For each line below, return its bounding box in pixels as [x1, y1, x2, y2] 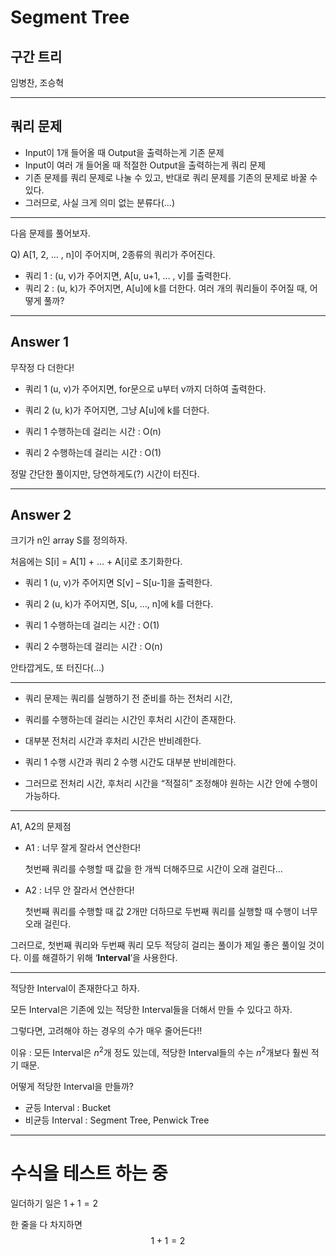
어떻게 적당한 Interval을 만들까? [10, 1081, 134, 1093]
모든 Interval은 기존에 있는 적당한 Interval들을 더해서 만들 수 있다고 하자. [10, 1004, 293, 1016]
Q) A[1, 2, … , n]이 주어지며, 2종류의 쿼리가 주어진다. [10, 248, 216, 260]
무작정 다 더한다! [10, 361, 75, 373]
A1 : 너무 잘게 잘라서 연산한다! [24, 842, 142, 854]
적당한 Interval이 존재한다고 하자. [10, 982, 140, 995]
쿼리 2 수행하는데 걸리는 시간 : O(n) [24, 641, 163, 653]
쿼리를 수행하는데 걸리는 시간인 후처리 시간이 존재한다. [24, 714, 237, 726]
